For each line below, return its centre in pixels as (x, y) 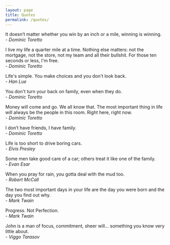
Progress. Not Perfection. (32, 211)
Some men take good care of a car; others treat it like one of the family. (81, 159)
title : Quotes (20, 15)
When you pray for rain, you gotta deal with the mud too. (65, 174)
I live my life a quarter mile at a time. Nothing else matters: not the (75, 50)
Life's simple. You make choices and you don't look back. (66, 76)
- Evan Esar (18, 164)
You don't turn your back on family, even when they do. (64, 92)
